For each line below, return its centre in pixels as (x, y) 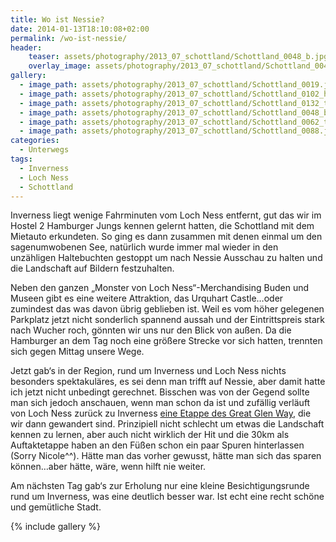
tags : (21, 159)
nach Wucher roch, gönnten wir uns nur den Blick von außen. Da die (151, 330)
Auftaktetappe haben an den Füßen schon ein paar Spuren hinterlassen (157, 445)
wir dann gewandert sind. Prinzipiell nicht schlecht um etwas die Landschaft (167, 424)
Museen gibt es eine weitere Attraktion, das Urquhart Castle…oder (147, 298)
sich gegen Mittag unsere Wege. (77, 352)
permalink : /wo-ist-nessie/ (69, 38)
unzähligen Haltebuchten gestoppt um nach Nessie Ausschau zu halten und (166, 258)
